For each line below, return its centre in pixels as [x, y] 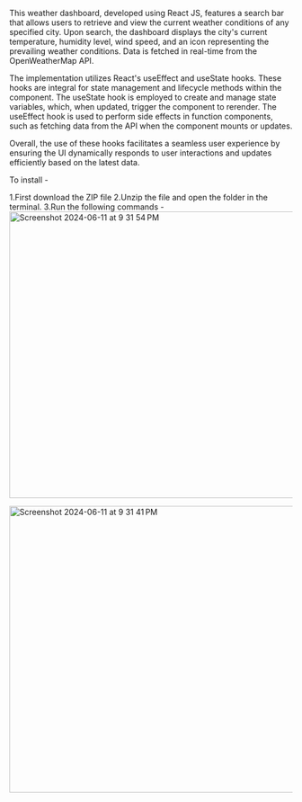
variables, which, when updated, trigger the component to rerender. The [143, 107]
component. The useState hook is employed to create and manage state [143, 97]
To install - [29, 180]
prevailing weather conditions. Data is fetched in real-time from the [133, 51]
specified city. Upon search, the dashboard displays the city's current [138, 32]
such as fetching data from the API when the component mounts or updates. [151, 126]
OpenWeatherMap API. [52, 61]
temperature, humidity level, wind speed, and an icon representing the [139, 41]
